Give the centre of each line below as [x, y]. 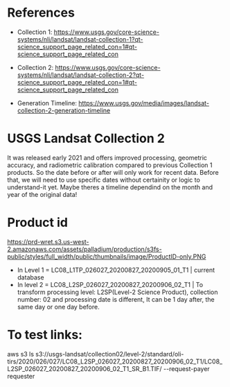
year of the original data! [42, 194]
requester [21, 376]
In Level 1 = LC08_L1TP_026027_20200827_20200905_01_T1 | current [116, 270]
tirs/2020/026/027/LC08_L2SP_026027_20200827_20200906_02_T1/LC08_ [115, 361]
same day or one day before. [58, 307]
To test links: [45, 335]
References [41, 13]
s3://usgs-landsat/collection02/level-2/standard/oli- [110, 354]
